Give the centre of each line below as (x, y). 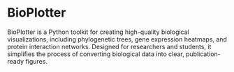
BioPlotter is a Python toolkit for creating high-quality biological (98, 32)
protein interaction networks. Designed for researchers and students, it (109, 46)
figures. (36, 61)
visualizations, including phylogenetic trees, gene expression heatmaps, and (117, 39)
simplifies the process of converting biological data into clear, (96, 54)
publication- (203, 54)
